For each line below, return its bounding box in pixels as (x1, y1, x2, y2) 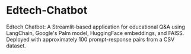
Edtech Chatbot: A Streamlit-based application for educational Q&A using (6, 23, 186, 30)
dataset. (6, 42, 27, 49)
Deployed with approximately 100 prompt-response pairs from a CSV (6, 36, 175, 43)
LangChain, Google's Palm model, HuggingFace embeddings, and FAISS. (6, 29, 184, 36)
